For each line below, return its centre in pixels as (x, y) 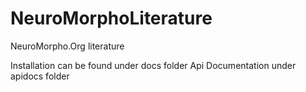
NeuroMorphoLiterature (111, 18)
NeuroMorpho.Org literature (67, 46)
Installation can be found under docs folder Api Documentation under (153, 65)
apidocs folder (40, 76)
